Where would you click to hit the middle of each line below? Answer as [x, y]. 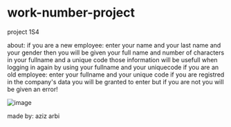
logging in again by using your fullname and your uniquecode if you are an [113, 67]
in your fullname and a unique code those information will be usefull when [112, 59]
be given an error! [33, 89]
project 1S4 [23, 32]
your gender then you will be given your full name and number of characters [116, 52]
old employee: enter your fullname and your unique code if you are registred [116, 75]
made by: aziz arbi [34, 116]
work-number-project [71, 13]
